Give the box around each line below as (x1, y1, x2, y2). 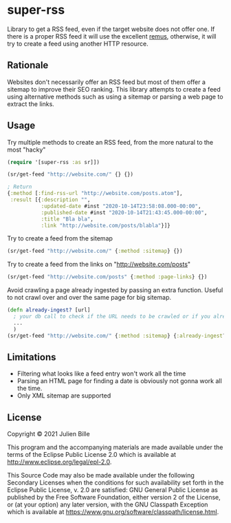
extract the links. (7, 99, 55, 108)
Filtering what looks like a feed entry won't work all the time (16, 369, 186, 378)
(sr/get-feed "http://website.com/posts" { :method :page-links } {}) (7, 274, 208, 280)
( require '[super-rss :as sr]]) (7, 158, 100, 165)
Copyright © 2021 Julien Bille (7, 430, 91, 438)
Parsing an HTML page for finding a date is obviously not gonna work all (16, 377, 222, 385)
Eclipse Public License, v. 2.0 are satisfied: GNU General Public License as (7, 486, 218, 494)
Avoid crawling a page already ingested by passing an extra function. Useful (7, 286, 223, 294)
